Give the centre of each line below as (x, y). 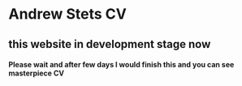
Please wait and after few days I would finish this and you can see (121, 65)
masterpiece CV (37, 73)
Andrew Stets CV (68, 14)
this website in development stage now (110, 44)
